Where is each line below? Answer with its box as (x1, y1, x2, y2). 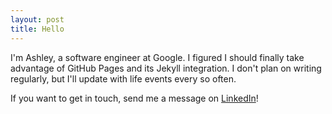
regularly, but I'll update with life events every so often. (10, 72, 237, 85)
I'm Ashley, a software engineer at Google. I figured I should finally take (10, 51, 305, 63)
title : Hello (10, 24, 65, 34)
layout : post (10, 14, 65, 25)
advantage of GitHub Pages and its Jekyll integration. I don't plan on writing (10, 62, 322, 74)
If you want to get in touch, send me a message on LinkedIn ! (10, 92, 259, 104)
